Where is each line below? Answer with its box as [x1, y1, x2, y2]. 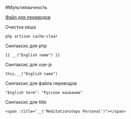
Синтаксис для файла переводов [5, 80, 77, 86]
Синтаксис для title [5, 99, 47, 105]
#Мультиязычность [5, 5, 47, 10]
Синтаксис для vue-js [5, 62, 52, 68]
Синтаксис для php [5, 43, 47, 49]
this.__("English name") [5, 71, 58, 76]
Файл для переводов [5, 14, 51, 20]
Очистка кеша [5, 24, 37, 30]
